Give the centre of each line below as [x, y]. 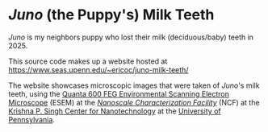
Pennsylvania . [31, 119]
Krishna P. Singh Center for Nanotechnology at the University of [115, 111]
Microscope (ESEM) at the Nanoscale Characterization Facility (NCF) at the [134, 102]
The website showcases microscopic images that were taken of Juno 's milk [134, 85]
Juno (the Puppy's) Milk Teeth [111, 15]
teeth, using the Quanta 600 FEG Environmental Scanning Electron [119, 93]
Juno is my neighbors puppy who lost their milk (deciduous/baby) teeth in [131, 37]
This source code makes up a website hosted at [88, 61]
